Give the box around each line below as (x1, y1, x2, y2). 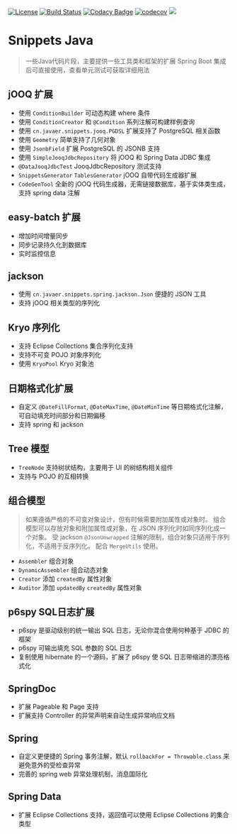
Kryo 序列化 (8, 322, 61, 334)
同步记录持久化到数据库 (18, 240, 87, 248)
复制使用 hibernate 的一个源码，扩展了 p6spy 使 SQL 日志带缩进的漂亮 (18, 653, 224, 662)
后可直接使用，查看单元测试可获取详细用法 (25, 65, 150, 74)
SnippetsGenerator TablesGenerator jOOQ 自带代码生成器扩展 (18, 170, 197, 179)
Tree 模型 (8, 443, 50, 455)
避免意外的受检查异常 (18, 761, 81, 769)
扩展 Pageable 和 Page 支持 (18, 703, 99, 711)
